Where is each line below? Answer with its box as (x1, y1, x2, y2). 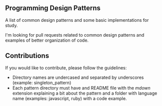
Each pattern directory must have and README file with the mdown (12, 85, 151, 91)
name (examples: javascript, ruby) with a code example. (12, 95, 127, 101)
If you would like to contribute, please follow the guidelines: (5, 64, 127, 71)
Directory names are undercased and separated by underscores (12, 74, 144, 80)
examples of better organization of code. (5, 37, 89, 43)
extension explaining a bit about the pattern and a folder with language (12, 90, 158, 96)
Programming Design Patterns (5, 4, 101, 12)
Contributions (5, 52, 49, 60)
